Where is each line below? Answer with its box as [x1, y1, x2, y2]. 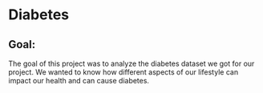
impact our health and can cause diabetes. [8, 76, 150, 85]
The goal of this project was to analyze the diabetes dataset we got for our [8, 59, 255, 68]
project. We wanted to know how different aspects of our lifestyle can [8, 67, 239, 77]
